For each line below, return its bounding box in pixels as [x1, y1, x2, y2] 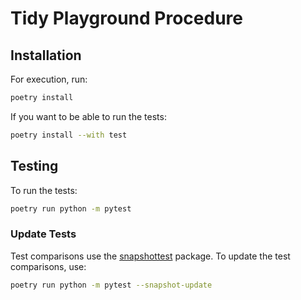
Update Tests [10, 227, 77, 241]
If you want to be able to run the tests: [10, 110, 167, 122]
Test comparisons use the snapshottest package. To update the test [10, 250, 291, 262]
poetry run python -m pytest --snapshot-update [10, 280, 213, 290]
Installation [10, 47, 82, 64]
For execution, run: [10, 73, 88, 85]
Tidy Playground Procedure [10, 7, 243, 30]
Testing [10, 158, 59, 175]
